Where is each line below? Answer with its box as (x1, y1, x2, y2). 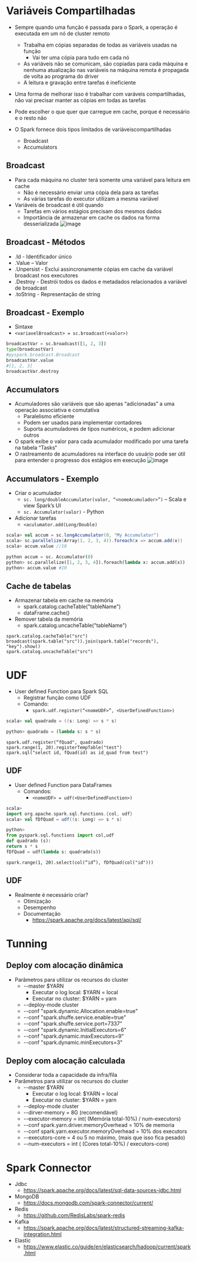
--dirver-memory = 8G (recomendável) (23, 1109, 118, 1116)
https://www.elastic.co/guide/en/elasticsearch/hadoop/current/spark (23, 1243, 191, 1250)
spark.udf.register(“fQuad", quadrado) (6, 739, 104, 745)
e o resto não (14, 114, 47, 122)
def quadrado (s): (6, 838, 51, 844)
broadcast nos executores (14, 271, 78, 278)
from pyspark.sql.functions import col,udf (6, 832, 115, 838)
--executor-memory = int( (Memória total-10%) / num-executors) (23, 1115, 181, 1122)
